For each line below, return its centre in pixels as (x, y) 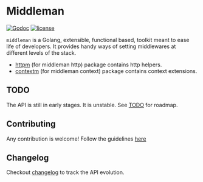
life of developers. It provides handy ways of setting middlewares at (91, 46)
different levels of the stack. (41, 52)
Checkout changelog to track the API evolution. (65, 172)
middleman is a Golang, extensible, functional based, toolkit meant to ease (98, 40)
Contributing (31, 124)
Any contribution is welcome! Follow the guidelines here (76, 139)
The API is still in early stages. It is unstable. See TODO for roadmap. (92, 105)
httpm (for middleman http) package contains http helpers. (88, 65)
